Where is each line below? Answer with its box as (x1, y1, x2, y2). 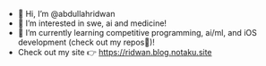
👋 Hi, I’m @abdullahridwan (17, 9, 116, 19)
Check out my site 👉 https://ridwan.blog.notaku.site (17, 47, 212, 57)
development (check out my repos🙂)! (17, 37, 155, 47)
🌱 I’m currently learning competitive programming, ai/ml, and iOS (17, 28, 257, 37)
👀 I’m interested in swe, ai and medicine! (17, 18, 167, 29)
